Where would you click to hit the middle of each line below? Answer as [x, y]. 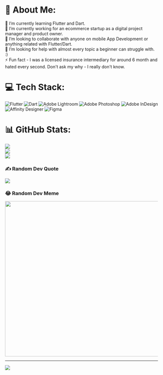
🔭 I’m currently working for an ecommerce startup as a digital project [74, 28]
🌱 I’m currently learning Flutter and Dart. [45, 23]
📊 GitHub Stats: [38, 130]
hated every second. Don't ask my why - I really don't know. [65, 66]
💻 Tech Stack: [35, 87]
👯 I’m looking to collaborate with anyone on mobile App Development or [77, 39]
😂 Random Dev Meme [32, 194]
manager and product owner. [34, 33]
